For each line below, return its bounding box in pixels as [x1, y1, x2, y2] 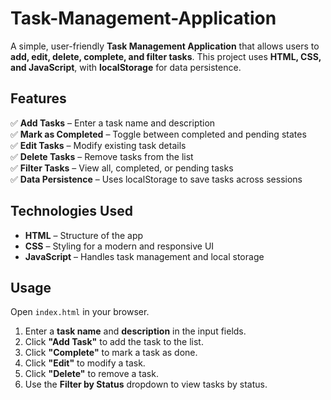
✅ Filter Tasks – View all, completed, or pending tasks [10, 162, 234, 174]
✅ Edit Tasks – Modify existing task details [10, 139, 187, 151]
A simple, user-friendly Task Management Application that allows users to [10, 40, 320, 52]
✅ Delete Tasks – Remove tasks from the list [10, 150, 194, 162]
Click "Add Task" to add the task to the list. [24, 336, 204, 348]
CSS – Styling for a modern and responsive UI [24, 240, 215, 252]
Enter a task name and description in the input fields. [24, 325, 247, 337]
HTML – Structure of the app [24, 229, 144, 241]
